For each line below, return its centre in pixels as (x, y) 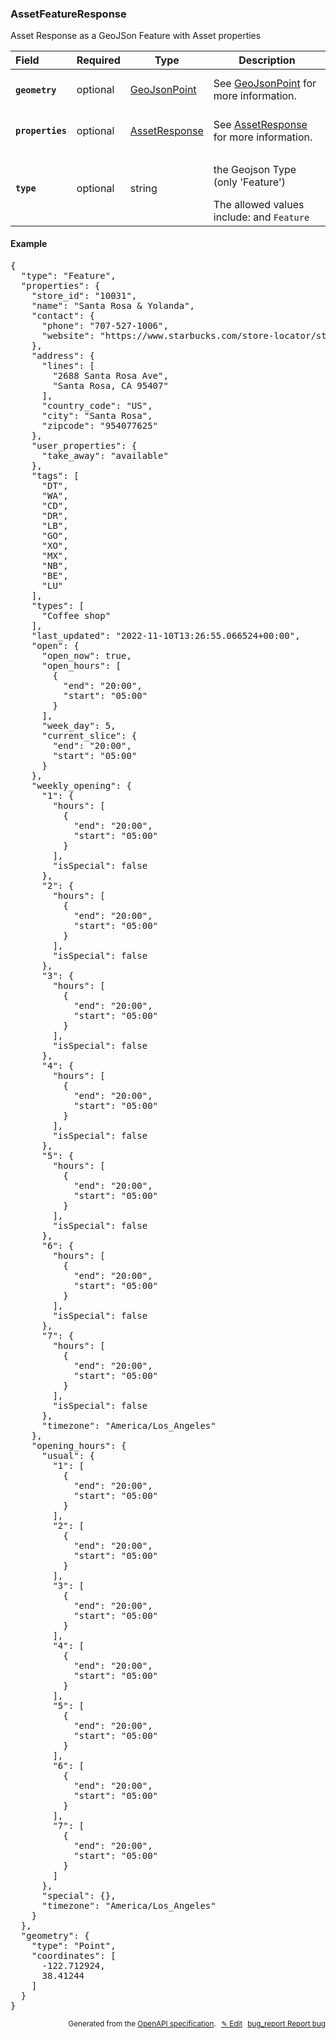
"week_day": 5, (79, 725)
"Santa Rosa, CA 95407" (110, 385)
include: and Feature (261, 217)
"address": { (63, 355)
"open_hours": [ (81, 665)
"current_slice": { (89, 735)
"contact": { (63, 315)
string (143, 188)
